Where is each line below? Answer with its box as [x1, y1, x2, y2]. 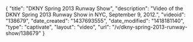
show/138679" [5, 30, 41, 37]
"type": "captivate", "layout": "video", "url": [5, 23, 111, 30]
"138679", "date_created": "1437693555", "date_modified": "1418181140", [5, 17, 185, 24]
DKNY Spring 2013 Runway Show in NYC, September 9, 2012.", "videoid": [5, 11, 186, 18]
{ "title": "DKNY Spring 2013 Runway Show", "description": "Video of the [5, 5, 183, 12]
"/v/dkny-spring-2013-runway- [111, 23, 188, 30]
